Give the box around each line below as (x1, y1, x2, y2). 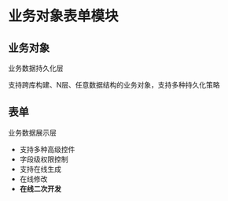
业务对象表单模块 (8, 7, 120, 25)
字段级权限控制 (19, 154, 68, 164)
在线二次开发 (19, 184, 61, 193)
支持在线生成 (19, 164, 61, 173)
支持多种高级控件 (19, 144, 75, 154)
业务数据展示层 (8, 128, 57, 137)
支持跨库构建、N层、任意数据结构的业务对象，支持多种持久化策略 (8, 80, 220, 89)
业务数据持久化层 (8, 64, 64, 73)
